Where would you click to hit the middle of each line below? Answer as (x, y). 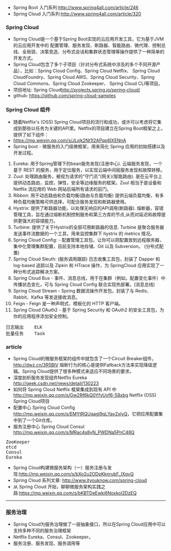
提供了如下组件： (31, 134)
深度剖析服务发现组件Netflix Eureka (50, 378)
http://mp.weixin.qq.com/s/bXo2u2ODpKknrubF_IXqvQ (76, 474)
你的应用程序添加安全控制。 (42, 316)
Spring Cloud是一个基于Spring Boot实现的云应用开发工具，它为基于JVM (88, 39)
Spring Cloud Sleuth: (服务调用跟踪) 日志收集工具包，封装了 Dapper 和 (87, 259)
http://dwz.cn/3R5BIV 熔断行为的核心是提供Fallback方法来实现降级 (83, 365)
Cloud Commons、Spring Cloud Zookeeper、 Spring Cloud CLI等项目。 (88, 83)
